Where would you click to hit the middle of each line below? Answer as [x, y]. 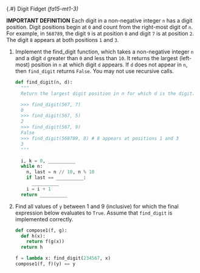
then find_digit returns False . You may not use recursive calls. [95, 71]
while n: [32, 167]
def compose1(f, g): [41, 230]
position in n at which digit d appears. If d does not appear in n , [109, 64]
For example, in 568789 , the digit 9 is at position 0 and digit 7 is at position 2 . [100, 33]
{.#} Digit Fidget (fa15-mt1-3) [43, 9]
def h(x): [33, 236]
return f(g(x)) [46, 242]
